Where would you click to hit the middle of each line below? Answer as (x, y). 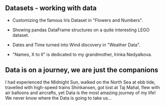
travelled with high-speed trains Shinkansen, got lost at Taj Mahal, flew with (82, 87)
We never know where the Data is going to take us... (58, 98)
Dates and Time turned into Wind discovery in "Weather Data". (76, 45)
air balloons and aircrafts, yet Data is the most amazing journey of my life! (81, 93)
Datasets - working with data (51, 8)
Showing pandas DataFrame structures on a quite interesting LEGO (81, 30)
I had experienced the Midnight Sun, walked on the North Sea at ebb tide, (80, 82)
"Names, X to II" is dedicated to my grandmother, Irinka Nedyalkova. (82, 54)
